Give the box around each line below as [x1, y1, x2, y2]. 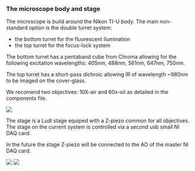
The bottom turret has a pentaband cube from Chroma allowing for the [6, 53, 177, 61]
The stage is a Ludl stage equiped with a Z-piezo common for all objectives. [6, 117, 190, 125]
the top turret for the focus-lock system [14, 42, 110, 49]
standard [6, 24, 28, 31]
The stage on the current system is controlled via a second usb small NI [6, 123, 180, 130]
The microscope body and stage [6, 5, 100, 13]
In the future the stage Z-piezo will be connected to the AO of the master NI [6, 141, 189, 148]
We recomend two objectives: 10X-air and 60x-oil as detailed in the [6, 89, 169, 96]
